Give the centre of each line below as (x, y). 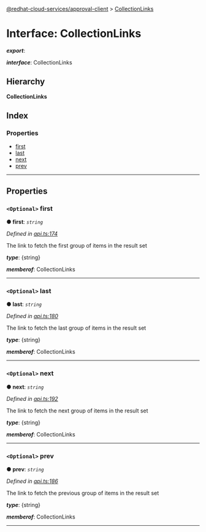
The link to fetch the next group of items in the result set (77, 411)
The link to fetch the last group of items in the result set (76, 328)
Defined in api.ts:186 (32, 481)
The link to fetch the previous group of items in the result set (83, 493)
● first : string (25, 222)
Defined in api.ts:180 (32, 316)
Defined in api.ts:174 (32, 234)
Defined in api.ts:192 (32, 398)
